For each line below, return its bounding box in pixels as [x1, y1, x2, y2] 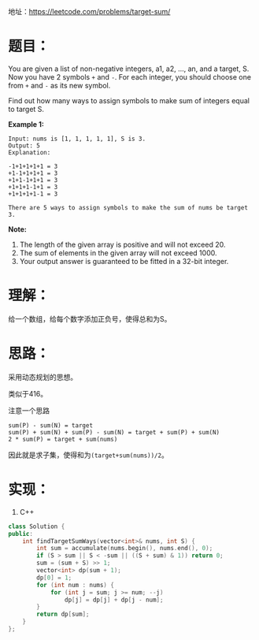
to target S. [8, 104, 45, 113]
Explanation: [8, 148, 51, 156]
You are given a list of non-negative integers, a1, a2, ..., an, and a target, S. [8, 64, 250, 73]
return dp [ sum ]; [36, 610, 90, 619]
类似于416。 [8, 389, 48, 398]
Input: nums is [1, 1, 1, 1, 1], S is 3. [8, 135, 146, 143]
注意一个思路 [8, 405, 50, 415]
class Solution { [8, 523, 65, 530]
